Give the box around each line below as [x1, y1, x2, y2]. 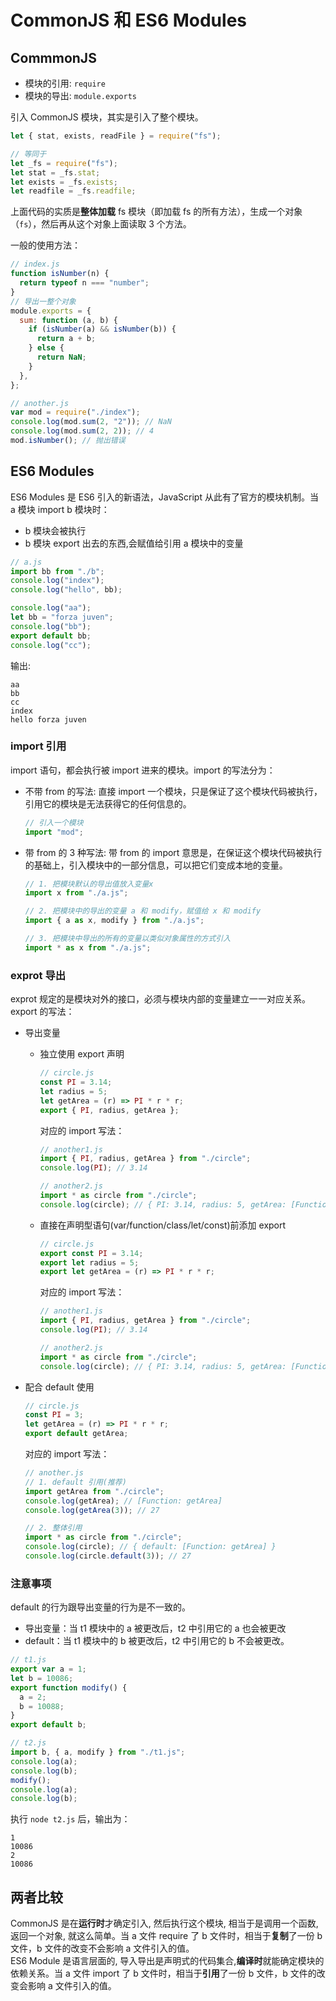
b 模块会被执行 [24, 524, 87, 536]
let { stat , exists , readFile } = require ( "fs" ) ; [10, 131, 222, 141]
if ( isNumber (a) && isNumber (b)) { [28, 324, 177, 335]
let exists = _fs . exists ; [10, 177, 118, 187]
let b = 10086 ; [10, 1673, 74, 1683]
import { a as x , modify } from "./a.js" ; [24, 916, 205, 926]
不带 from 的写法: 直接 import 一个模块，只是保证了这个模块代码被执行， [24, 785, 323, 797]
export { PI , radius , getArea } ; [39, 1105, 180, 1115]
